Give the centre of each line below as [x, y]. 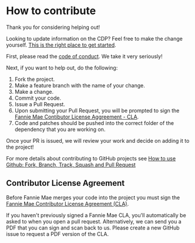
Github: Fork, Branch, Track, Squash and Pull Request [71, 165]
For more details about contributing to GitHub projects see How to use [91, 158]
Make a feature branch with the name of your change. [80, 85]
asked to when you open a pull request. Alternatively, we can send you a [94, 221]
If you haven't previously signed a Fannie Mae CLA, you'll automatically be [96, 215]
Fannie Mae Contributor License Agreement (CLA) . [68, 203]
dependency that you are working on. [60, 129]
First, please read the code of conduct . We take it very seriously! [84, 56]
